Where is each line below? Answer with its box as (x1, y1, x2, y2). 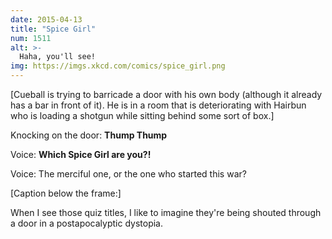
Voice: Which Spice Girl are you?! (10, 149, 152, 160)
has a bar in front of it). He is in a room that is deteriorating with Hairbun (10, 99, 307, 111)
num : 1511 (10, 33, 52, 43)
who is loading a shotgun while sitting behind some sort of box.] (10, 110, 275, 121)
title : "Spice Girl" (10, 24, 97, 34)
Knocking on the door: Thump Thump (10, 129, 168, 141)
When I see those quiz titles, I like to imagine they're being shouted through (10, 207, 322, 218)
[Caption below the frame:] (10, 187, 122, 199)
